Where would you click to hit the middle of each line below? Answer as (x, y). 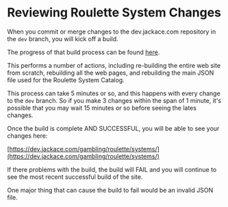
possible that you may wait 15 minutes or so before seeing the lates (102, 108)
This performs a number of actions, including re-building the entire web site (114, 65)
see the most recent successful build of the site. (75, 177)
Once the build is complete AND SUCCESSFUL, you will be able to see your (113, 128)
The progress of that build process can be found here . (84, 52)
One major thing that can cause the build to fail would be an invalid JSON (110, 190)
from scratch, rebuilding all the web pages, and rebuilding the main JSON (111, 73)
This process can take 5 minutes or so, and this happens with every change (114, 93)
